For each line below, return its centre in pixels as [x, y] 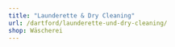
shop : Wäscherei [35, 30]
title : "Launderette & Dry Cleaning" [72, 16]
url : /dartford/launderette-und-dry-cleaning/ [88, 23]
